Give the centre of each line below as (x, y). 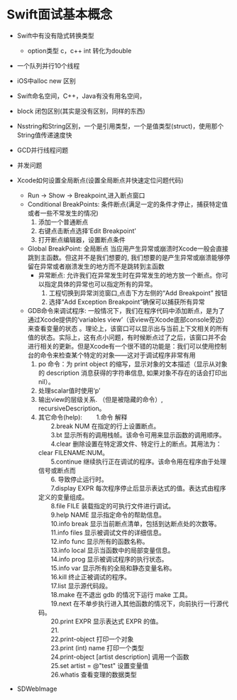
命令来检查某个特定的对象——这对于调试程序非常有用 (118, 355)
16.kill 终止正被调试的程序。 (91, 576)
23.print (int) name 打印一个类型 (98, 647)
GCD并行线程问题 (43, 150)
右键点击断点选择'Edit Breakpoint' (87, 231)
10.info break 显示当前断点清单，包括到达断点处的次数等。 (136, 523)
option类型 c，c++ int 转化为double (79, 50)
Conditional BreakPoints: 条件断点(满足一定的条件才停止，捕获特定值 (128, 204)
